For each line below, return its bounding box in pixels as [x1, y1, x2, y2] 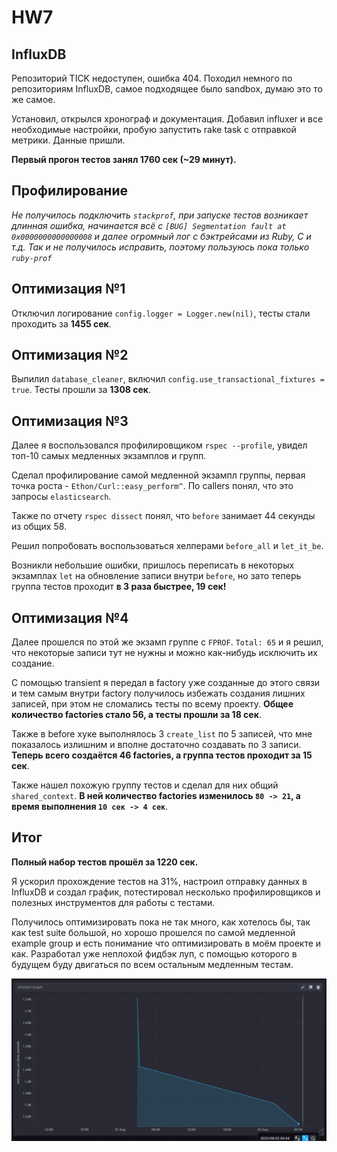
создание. [11, 657, 55, 670]
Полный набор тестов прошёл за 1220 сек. [11, 856, 199, 868]
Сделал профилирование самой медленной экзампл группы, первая [11, 469, 306, 481]
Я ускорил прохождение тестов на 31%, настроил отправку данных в [11, 875, 308, 887]
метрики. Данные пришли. [11, 134, 126, 146]
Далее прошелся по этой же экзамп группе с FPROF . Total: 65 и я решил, [11, 636, 324, 648]
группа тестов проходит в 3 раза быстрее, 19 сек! [11, 581, 227, 593]
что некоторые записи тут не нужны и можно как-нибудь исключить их [11, 647, 318, 659]
